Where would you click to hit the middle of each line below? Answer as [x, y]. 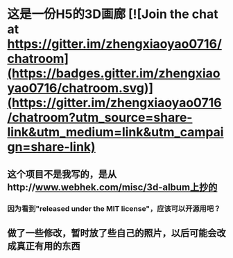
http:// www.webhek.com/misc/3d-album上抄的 [112, 187]
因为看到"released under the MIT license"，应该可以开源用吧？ [114, 208]
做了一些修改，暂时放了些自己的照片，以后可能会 [112, 233]
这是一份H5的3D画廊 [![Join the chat [113, 14]
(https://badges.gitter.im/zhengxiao [114, 74]
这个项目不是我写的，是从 [62, 174]
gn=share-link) [51, 147]
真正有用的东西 [48, 246]
